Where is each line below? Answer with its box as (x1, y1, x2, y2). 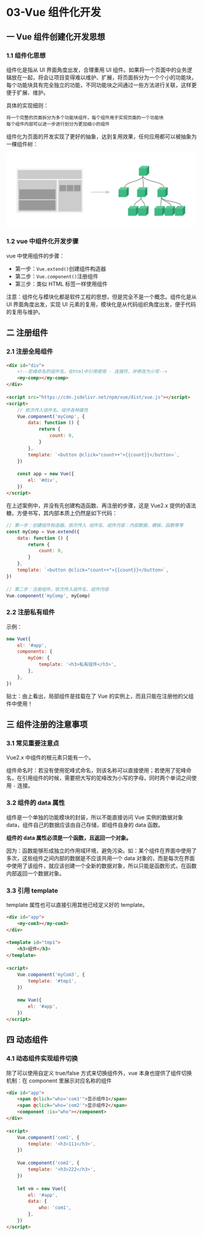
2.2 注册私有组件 (6, 608, 56, 616)
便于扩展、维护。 (6, 89, 49, 96)
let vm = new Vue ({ (17, 1186, 66, 1192)
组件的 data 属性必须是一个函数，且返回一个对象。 (6, 834, 132, 841)
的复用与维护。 (6, 308, 43, 315)
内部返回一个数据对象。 (6, 869, 65, 877)
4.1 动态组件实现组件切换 (6, 1054, 79, 1063)
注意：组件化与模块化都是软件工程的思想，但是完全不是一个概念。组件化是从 (6, 293, 197, 300)
